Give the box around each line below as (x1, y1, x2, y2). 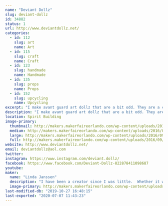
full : (9, 137, 21, 142)
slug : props (14, 81, 39, 86)
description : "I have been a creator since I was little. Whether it (9, 179, 160, 184)
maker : (5, 170, 19, 175)
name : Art (14, 44, 35, 49)
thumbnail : (9, 123, 32, 128)
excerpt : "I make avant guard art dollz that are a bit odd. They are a (5, 105, 160, 110)
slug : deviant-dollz (5, 12, 48, 17)
